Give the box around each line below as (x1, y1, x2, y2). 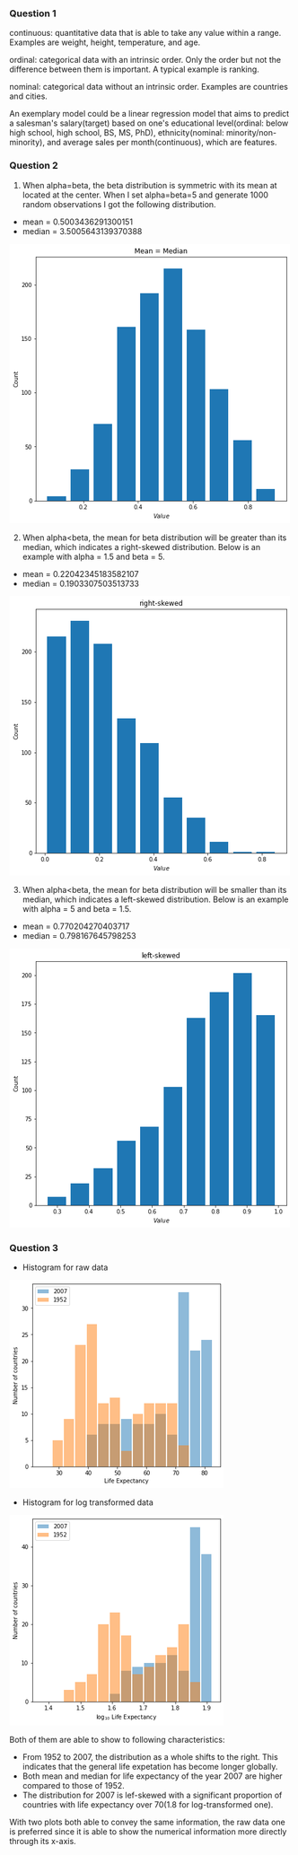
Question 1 (9, 7, 57, 20)
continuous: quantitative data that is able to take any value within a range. (9, 28, 282, 39)
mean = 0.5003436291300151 (22, 216, 133, 227)
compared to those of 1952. (22, 1780, 126, 1790)
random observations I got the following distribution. (22, 198, 217, 209)
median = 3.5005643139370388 (22, 225, 143, 236)
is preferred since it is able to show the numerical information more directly (9, 1825, 287, 1837)
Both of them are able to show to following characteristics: (9, 1734, 225, 1745)
